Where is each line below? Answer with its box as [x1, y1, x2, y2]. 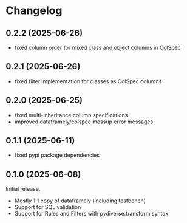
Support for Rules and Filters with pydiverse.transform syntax [14, 210, 169, 218]
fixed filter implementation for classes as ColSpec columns [14, 77, 162, 85]
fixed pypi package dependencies [14, 151, 100, 159]
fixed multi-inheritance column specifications [14, 111, 128, 118]
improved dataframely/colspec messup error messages [14, 118, 154, 125]
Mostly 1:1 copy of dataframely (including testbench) [14, 197, 146, 204]
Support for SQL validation [14, 204, 81, 211]
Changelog [5, 4, 63, 18]
